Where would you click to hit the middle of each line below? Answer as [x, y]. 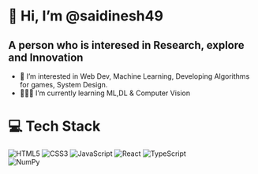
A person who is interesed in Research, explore [126, 45]
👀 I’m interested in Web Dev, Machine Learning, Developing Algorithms [135, 76]
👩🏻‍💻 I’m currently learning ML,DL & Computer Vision [105, 93]
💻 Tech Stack [54, 126]
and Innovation [46, 57]
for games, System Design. [64, 85]
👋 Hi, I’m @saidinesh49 [86, 16]
